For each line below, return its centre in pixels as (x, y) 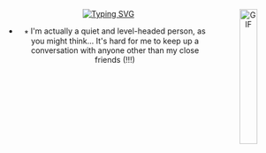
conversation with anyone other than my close (115, 50)
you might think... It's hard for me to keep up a (115, 41)
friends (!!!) (115, 60)
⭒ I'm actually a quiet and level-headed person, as (115, 31)
